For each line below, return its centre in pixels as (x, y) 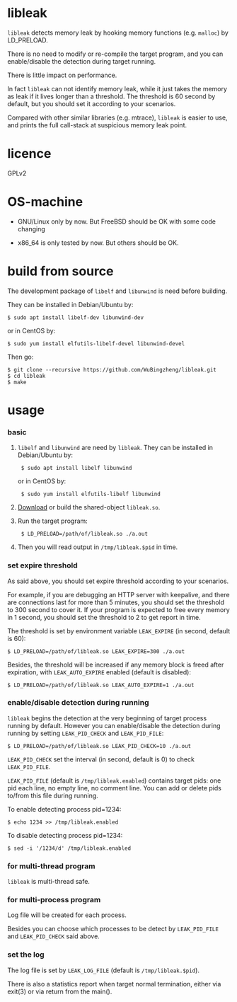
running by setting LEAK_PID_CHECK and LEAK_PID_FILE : (86, 733)
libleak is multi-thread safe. (49, 882)
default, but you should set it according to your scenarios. (92, 103)
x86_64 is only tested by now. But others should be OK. (98, 243)
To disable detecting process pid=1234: (65, 835)
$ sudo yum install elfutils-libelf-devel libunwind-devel (96, 344)
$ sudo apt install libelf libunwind (76, 468)
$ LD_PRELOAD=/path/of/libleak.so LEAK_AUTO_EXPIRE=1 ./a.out (101, 685)
